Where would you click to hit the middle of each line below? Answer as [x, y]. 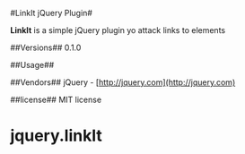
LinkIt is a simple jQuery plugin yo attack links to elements [118, 30]
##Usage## [32, 65]
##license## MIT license [56, 99]
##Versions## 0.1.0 [46, 47]
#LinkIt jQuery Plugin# [52, 13]
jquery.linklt [56, 136]
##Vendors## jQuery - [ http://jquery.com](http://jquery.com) [123, 82]
